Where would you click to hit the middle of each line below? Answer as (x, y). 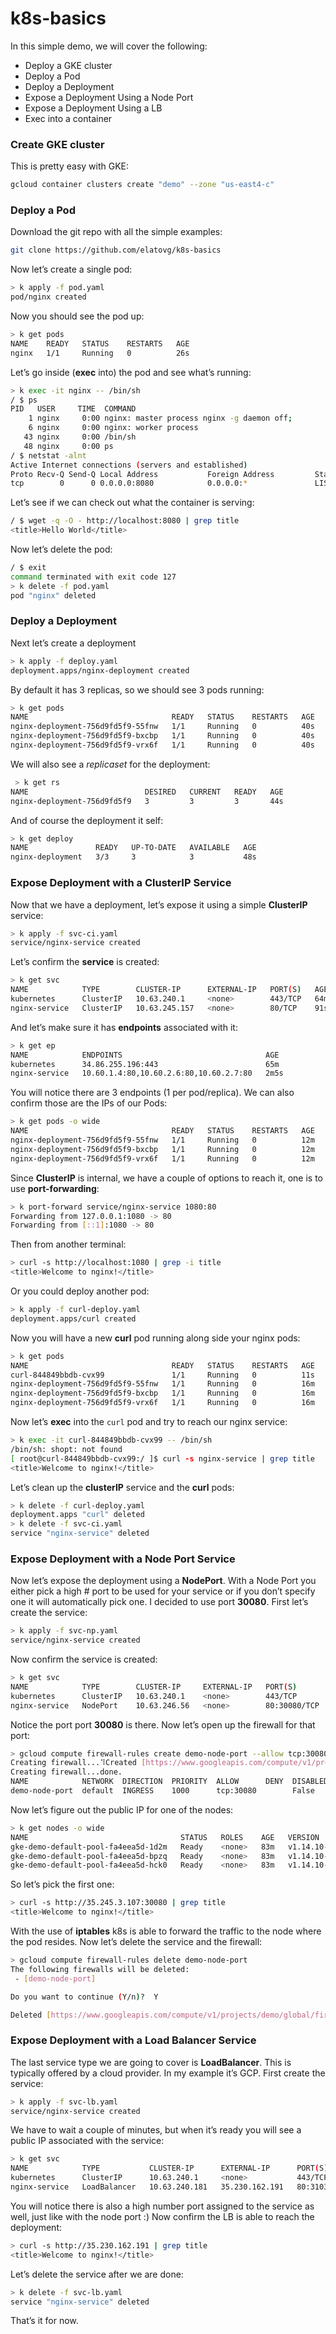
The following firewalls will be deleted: (100, 1969)
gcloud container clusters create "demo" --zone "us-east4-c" (142, 185)
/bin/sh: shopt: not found (66, 1449)
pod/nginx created (48, 297)
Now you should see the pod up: (77, 316)
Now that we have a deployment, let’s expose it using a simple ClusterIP (159, 904)
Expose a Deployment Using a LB (93, 108)
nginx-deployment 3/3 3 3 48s (133, 857)
